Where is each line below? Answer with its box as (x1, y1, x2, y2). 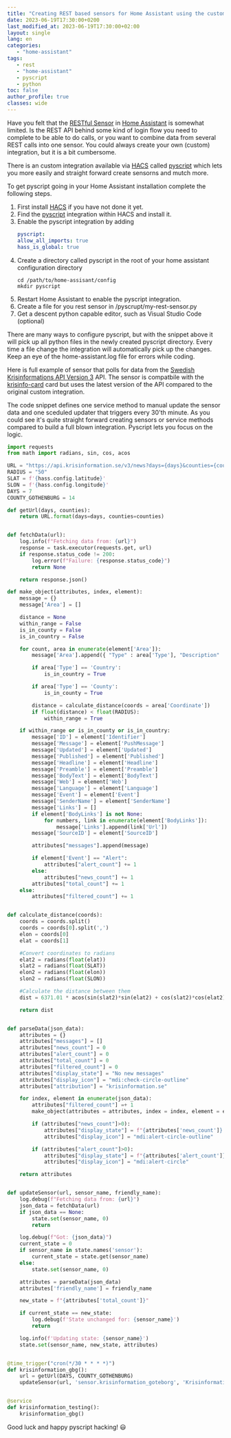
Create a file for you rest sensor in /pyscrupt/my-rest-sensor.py (16, 302, 197, 310)
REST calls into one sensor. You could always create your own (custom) (7, 141, 210, 149)
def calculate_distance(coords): (7, 911, 103, 919)
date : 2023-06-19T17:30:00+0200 (7, 17, 100, 23)
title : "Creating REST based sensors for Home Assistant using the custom (7, 10, 226, 17)
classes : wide (7, 100, 48, 107)
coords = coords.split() (19, 918, 91, 925)
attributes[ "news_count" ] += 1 (43, 873, 134, 881)
